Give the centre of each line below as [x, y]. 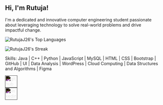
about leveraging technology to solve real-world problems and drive [73, 25]
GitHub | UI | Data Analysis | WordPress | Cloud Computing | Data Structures [81, 63]
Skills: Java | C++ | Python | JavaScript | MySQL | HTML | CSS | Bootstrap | [81, 58]
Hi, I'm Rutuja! [27, 8]
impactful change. [23, 30]
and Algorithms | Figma [28, 69]
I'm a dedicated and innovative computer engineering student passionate [78, 19]
